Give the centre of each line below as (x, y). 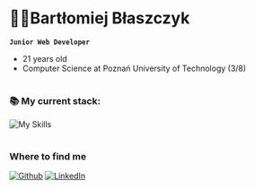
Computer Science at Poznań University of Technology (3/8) (134, 68)
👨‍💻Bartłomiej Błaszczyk (100, 18)
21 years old (44, 58)
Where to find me (48, 156)
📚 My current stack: (55, 101)
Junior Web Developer (50, 42)
